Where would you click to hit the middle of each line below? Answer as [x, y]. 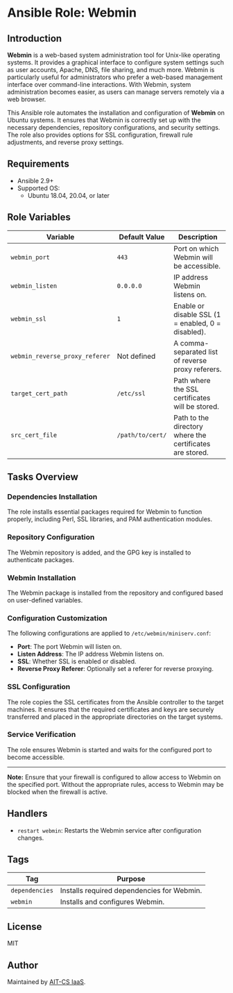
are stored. [191, 452]
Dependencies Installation [52, 496]
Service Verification [42, 735]
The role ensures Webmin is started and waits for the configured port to [110, 749]
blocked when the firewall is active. [58, 792]
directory [188, 426]
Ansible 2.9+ [35, 180]
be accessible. [197, 266]
